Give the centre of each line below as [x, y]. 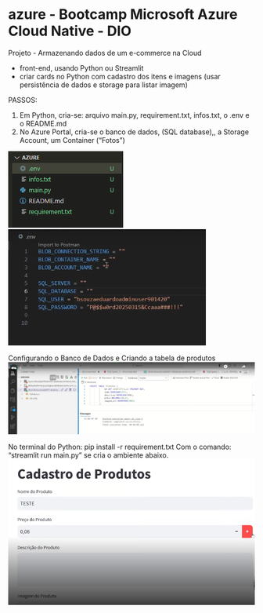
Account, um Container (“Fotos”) [72, 140]
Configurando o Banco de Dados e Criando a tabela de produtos [112, 358]
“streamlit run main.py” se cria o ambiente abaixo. [88, 455]
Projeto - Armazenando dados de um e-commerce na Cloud [105, 53]
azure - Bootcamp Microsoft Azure [123, 15]
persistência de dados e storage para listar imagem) [103, 85]
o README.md [43, 123]
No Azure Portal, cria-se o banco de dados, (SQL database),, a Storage [134, 132]
